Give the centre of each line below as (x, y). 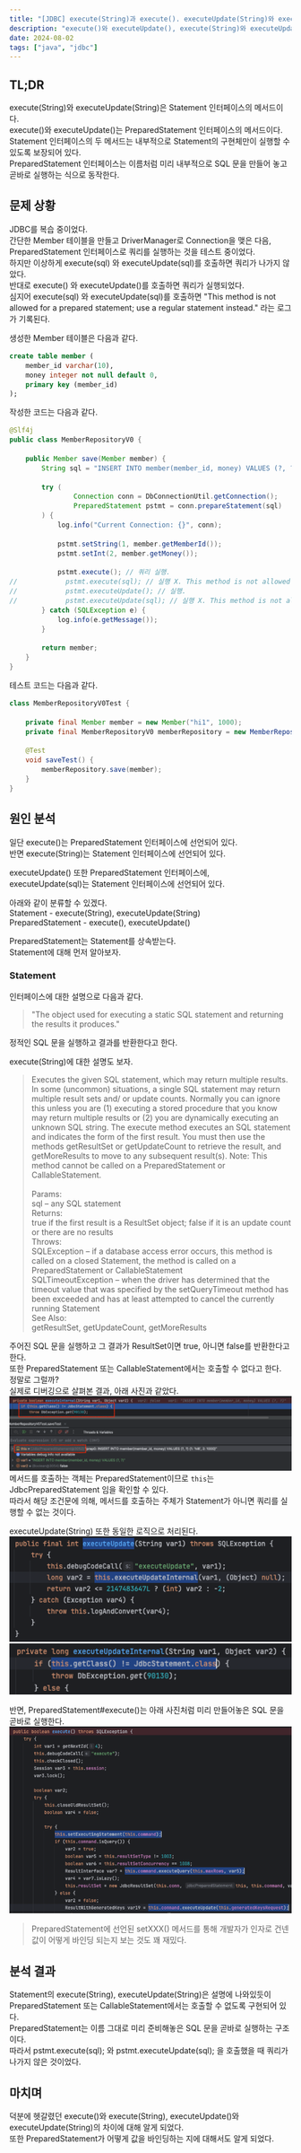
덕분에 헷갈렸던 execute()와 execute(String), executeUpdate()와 (125, 2116)
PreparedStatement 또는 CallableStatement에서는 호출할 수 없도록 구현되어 (143, 2006)
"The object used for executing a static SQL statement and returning (157, 1014)
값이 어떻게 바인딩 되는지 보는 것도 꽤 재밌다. (109, 1940)
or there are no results (72, 1232)
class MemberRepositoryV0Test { (69, 704)
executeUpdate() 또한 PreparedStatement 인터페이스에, (110, 872)
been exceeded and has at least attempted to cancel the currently (153, 1299)
